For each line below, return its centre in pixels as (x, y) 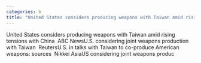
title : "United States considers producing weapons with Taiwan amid (95, 17)
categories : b (24, 12)
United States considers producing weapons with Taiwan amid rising (91, 34)
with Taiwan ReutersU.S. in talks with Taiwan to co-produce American (93, 47)
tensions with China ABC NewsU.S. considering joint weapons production (98, 41)
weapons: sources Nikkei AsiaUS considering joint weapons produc (90, 53)
